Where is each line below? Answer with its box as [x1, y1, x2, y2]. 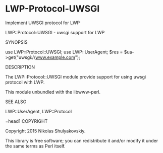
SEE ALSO [5, 99, 27, 105]
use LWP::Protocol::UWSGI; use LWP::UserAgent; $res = [5, 49, 123, 55]
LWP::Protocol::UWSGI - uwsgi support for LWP [5, 29, 105, 35]
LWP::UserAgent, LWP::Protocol [5, 108, 72, 114]
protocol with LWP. [5, 79, 45, 85]
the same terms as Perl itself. [5, 143, 66, 149]
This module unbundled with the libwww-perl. [5, 89, 101, 95]
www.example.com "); [35, 54, 81, 60]
